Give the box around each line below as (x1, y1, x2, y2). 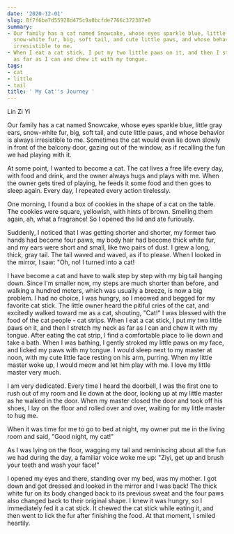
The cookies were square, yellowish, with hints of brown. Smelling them (7, 208, 213, 216)
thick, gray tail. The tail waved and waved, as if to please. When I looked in (7, 251, 221, 259)
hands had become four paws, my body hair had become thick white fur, (7, 236, 216, 245)
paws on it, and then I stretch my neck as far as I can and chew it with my (7, 324, 218, 332)
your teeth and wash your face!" (7, 461, 100, 469)
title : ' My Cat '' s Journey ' (7, 88, 95, 95)
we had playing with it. (7, 151, 72, 159)
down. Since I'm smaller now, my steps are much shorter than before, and (7, 279, 219, 287)
